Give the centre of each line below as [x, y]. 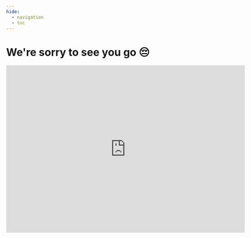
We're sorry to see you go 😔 [78, 52]
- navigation [28, 17]
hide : [13, 12]
